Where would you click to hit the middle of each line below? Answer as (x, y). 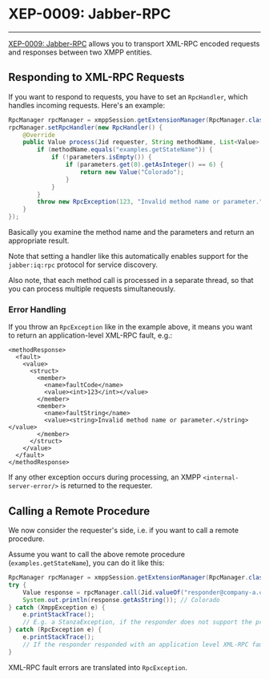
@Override (39, 135)
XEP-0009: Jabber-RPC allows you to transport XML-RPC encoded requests (134, 43)
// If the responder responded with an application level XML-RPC (136, 645)
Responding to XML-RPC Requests (96, 77)
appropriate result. (39, 240)
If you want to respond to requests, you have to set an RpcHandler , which (128, 96)
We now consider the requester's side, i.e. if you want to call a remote (123, 531)
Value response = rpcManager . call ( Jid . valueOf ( (103, 592)
